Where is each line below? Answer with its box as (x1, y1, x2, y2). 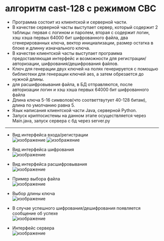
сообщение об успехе (12, 210, 58, 216)
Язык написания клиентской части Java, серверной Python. (12, 107, 137, 113)
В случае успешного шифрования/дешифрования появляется (12, 205, 141, 211)
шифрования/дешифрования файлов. (41, 61, 119, 66)
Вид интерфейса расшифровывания (12, 161, 87, 167)
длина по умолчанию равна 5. (12, 102, 76, 108)
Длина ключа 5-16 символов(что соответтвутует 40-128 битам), (12, 97, 147, 103)
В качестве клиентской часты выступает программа (12, 50, 123, 56)
